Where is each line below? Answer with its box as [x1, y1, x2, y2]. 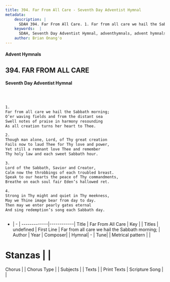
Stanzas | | [5, 249, 52, 261]
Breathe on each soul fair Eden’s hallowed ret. [5, 179, 110, 185]
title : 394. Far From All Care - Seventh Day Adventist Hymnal [5, 7, 142, 13]
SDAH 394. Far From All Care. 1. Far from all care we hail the [18, 21, 157, 27]
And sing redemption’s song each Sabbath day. [5, 207, 105, 213]
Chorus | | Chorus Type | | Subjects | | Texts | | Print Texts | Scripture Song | [5, 266, 163, 272]
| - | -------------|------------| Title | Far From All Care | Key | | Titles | [12, 221, 158, 227]
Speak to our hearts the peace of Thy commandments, [5, 175, 119, 180]
